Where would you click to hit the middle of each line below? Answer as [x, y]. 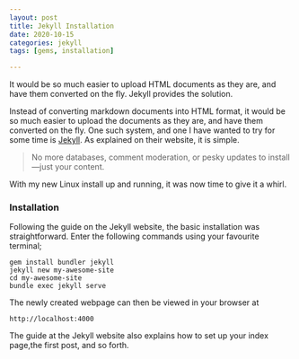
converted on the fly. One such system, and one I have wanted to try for [142, 130]
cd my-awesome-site [46, 278]
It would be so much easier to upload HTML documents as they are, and [143, 84]
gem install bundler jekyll [62, 263]
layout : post [34, 18]
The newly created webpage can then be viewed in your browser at [134, 302]
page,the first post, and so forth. [69, 346]
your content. [80, 167]
